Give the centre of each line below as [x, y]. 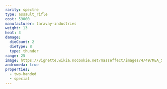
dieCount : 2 [22, 42]
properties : [17, 70]
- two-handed [23, 74]
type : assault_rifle [27, 14]
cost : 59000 [17, 19]
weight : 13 [16, 28]
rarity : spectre [22, 10]
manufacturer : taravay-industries [41, 23]
